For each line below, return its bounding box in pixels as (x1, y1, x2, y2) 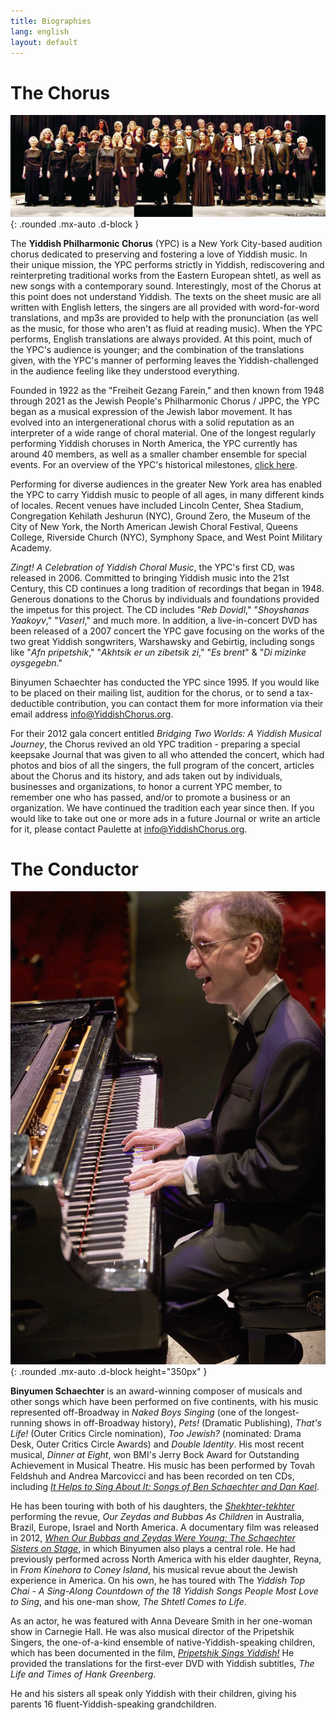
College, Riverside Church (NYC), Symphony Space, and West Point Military (10, 531, 323, 543)
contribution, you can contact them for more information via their (56, 697, 324, 709)
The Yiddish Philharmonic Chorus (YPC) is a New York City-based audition (10, 237, 323, 249)
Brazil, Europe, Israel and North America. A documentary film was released (10, 1521, 320, 1534)
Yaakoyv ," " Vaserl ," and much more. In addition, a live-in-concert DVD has (10, 614, 318, 626)
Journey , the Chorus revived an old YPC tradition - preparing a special (10, 738, 301, 750)
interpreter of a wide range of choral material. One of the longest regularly (10, 426, 317, 439)
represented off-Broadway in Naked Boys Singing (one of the (10, 1406, 263, 1419)
